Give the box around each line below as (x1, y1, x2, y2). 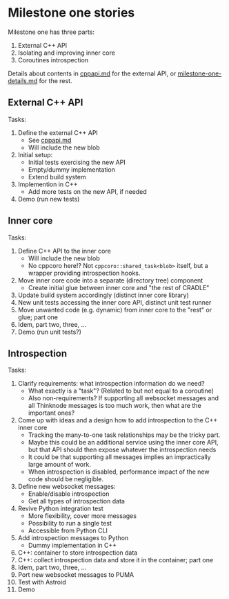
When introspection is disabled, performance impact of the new (28, 467, 210, 476)
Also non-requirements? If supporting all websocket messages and (28, 394, 219, 402)
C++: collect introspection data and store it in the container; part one (17, 556, 213, 564)
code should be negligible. (28, 475, 104, 483)
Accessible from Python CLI (28, 526, 108, 535)
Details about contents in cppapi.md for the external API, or (8, 69, 177, 78)
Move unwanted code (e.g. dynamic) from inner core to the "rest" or (17, 305, 212, 314)
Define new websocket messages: (17, 483, 116, 491)
